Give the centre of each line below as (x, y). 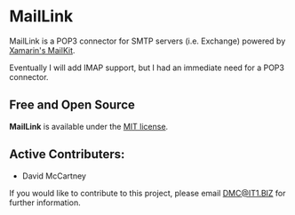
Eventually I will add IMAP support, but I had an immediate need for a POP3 (147, 68)
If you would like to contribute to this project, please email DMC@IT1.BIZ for (147, 193)
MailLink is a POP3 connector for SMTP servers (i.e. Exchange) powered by (147, 41)
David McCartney (54, 176)
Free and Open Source (72, 105)
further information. (45, 203)
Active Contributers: (67, 154)
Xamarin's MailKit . (42, 50)
